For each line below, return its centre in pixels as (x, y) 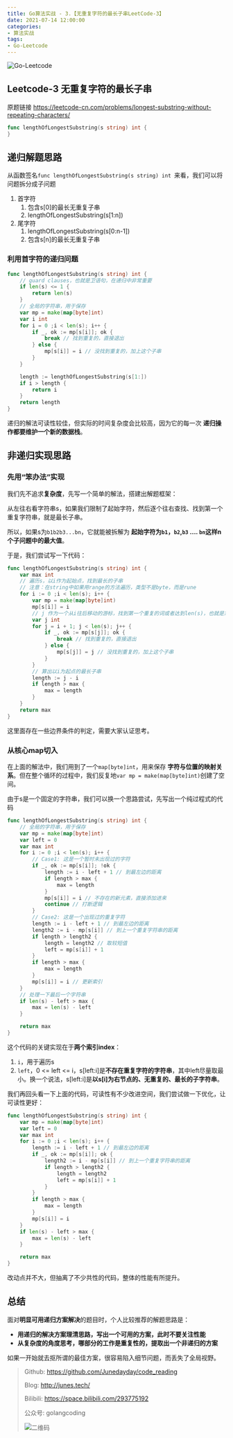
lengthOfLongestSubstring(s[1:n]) (75, 215)
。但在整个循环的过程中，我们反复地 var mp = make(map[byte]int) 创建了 (116, 776)
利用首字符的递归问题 (43, 259)
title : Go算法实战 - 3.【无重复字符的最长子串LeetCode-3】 (86, 14)
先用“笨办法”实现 (36, 477)
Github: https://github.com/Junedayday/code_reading (101, 1371)
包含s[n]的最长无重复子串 (64, 239)
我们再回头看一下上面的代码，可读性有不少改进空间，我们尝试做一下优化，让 (116, 1093)
